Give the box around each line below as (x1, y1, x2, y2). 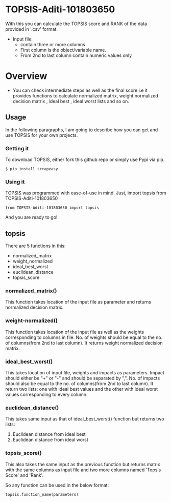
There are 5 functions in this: (5, 243, 66, 249)
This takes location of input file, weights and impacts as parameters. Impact (5, 369, 165, 375)
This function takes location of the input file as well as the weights (5, 329, 144, 335)
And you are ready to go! (5, 214, 58, 220)
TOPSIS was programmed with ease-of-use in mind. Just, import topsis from (5, 190, 166, 196)
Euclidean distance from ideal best (12, 431, 86, 437)
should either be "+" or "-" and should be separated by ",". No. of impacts (5, 375, 160, 381)
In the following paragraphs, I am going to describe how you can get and (5, 127, 158, 133)
